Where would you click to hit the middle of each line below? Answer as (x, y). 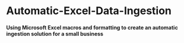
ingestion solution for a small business (55, 34)
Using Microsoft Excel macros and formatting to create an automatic (92, 27)
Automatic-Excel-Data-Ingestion (89, 11)
